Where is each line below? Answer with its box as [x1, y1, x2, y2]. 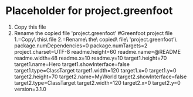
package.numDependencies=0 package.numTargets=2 [13, 42, 148, 49]
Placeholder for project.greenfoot [5, 4, 173, 18]
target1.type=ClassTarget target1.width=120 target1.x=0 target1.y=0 [13, 67, 177, 74]
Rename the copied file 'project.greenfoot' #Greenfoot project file [13, 29, 173, 36]
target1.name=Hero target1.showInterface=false [13, 60, 130, 68]
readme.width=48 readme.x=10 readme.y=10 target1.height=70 [13, 54, 167, 61]
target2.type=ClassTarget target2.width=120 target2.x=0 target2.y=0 [13, 79, 181, 86]
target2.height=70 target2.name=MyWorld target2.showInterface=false [13, 73, 187, 80]
